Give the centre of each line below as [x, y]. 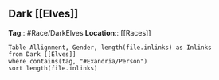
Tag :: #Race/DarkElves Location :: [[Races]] [80, 32]
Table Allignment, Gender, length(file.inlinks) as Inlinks [110, 48]
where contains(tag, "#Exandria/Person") [78, 61]
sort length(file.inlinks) [53, 68]
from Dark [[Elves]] [43, 54]
